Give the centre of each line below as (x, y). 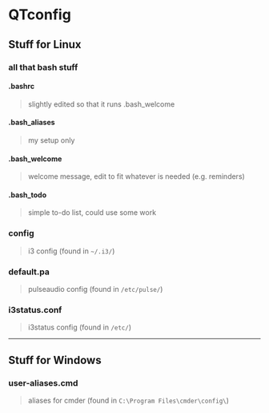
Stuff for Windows (55, 360)
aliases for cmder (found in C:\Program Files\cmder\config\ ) (128, 400)
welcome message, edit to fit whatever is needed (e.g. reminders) (137, 176)
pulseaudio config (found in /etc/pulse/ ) (95, 289)
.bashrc (21, 87)
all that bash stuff (43, 67)
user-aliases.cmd (43, 383)
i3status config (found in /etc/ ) (80, 327)
